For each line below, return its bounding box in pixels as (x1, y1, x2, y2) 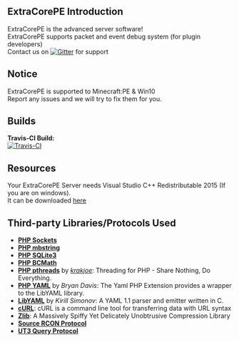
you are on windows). (7, 189, 71, 197)
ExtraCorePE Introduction (7, 6, 123, 18)
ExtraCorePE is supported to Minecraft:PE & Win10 (7, 87, 156, 95)
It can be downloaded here (7, 196, 87, 205)
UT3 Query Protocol (17, 327, 78, 336)
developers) (7, 39, 43, 48)
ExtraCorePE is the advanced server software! (7, 24, 143, 33)
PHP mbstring (17, 244, 61, 252)
